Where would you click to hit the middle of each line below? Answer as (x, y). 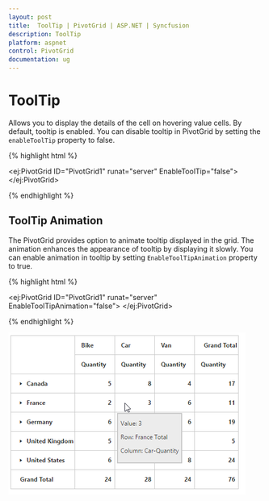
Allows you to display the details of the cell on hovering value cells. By (125, 123)
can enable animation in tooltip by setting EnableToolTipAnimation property (133, 257)
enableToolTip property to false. (62, 140)
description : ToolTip (45, 34)
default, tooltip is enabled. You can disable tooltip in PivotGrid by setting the (134, 131)
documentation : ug (39, 60)
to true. (21, 265)
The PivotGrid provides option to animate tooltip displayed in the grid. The (131, 240)
